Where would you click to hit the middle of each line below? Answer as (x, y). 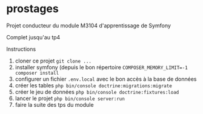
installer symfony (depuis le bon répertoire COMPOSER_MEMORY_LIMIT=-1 (101, 67)
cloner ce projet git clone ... (53, 61)
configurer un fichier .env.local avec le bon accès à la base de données (106, 79)
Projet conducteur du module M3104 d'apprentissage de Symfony (89, 25)
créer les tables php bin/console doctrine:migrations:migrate (94, 85)
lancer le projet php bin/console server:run (70, 98)
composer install (37, 73)
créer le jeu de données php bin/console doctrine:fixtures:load (97, 92)
